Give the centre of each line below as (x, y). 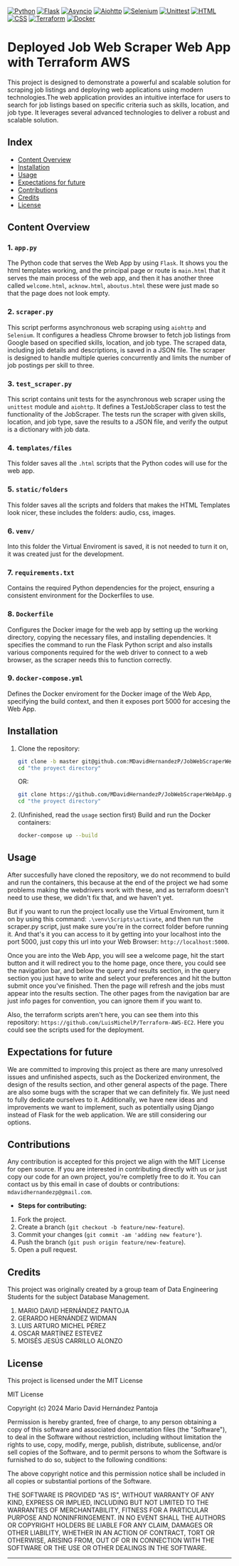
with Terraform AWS (69, 62)
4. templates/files (40, 447)
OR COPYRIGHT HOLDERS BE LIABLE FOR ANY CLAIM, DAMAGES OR (110, 1525)
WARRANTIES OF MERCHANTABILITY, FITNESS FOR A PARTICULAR (108, 1510)
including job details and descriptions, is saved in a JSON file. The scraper (116, 350)
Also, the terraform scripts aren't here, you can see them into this (103, 1014)
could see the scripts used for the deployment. (76, 1030)
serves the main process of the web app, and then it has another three (111, 278)
